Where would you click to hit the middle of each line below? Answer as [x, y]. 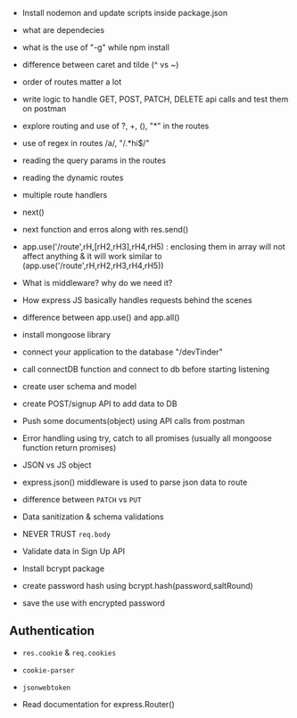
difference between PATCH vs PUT [82, 499]
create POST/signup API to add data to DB [99, 404]
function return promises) [69, 448]
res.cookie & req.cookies [69, 652]
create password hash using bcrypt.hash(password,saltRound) [138, 586]
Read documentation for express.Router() [99, 704]
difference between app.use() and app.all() [101, 317]
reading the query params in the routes [94, 160]
